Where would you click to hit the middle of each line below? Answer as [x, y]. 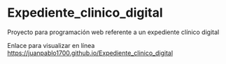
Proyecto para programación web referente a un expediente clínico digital [113, 32]
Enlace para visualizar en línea [51, 45]
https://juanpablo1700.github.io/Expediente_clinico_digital [90, 53]
